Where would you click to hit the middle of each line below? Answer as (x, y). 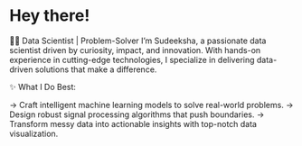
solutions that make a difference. (96, 69)
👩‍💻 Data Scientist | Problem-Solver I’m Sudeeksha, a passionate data (138, 41)
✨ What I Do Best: (43, 87)
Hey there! (50, 16)
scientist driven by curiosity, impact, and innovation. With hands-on (135, 50)
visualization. (34, 133)
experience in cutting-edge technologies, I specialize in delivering (132, 59)
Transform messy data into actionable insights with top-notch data (133, 123)
